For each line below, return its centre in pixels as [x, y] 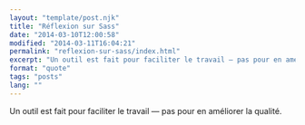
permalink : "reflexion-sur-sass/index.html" [95, 52]
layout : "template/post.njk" [64, 18]
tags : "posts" [36, 77]
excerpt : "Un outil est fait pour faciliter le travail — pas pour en [146, 60]
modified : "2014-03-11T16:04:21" [73, 43]
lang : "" [26, 85]
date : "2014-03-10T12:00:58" [64, 34]
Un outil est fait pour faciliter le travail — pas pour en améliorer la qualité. [146, 111]
